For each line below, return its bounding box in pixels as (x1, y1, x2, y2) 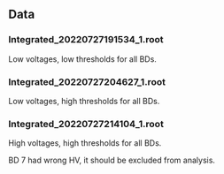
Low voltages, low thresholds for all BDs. (8, 53, 157, 64)
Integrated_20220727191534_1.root (8, 34, 164, 46)
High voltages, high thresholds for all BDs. (8, 138, 162, 148)
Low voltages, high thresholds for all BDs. (8, 95, 160, 106)
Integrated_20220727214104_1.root (8, 117, 165, 130)
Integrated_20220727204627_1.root (8, 75, 166, 87)
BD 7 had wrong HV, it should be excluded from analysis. (8, 155, 216, 166)
